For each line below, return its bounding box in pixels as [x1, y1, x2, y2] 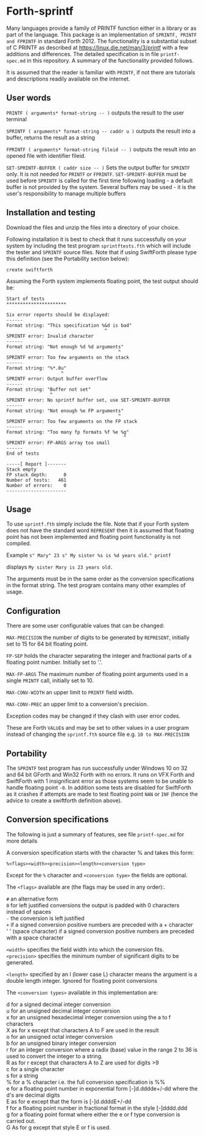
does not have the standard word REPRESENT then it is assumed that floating [6, 527, 194, 534]
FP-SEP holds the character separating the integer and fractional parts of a [6, 652, 192, 660]
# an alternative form [6, 895, 58, 902]
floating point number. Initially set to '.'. [6, 658, 103, 666]
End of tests [6, 450, 40, 457]
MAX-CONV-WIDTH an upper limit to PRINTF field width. [6, 689, 134, 696]
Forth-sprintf [6, 4, 74, 18]
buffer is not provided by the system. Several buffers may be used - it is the [6, 183, 196, 190]
